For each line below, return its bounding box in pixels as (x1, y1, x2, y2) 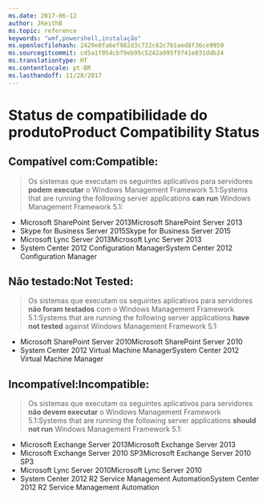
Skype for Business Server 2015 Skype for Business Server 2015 (19, 226, 231, 235)
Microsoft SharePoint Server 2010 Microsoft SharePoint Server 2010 (19, 337, 243, 347)
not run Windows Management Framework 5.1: (27, 425, 183, 434)
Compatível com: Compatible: (8, 155, 159, 169)
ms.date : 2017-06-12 (8, 11, 78, 20)
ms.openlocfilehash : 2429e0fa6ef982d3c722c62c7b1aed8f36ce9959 (8, 42, 225, 50)
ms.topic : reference (8, 26, 78, 35)
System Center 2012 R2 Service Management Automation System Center (19, 474, 260, 484)
